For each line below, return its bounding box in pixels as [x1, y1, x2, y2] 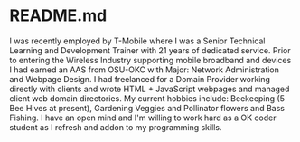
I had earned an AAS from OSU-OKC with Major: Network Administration [9, 64, 280, 75]
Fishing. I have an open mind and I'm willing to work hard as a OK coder [9, 112, 277, 123]
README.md [9, 5, 108, 26]
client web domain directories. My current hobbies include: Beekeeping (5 [9, 92, 285, 104]
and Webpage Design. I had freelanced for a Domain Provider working [9, 73, 271, 84]
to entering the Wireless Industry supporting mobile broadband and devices [9, 54, 292, 65]
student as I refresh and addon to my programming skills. [9, 121, 222, 132]
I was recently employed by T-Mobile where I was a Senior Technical [9, 35, 266, 46]
